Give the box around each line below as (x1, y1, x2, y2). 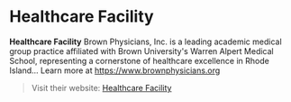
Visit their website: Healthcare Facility (31, 82, 172, 93)
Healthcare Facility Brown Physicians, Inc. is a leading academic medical (9, 36, 282, 47)
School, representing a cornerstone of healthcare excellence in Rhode (9, 55, 270, 66)
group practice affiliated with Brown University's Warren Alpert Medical (9, 45, 274, 56)
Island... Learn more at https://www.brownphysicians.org (9, 65, 221, 76)
